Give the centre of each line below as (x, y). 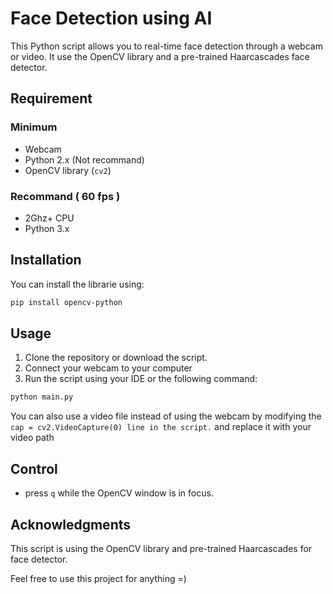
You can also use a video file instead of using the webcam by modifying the (166, 416)
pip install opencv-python (66, 302)
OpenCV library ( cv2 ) (68, 170)
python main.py (42, 397)
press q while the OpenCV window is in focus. (119, 493)
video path (32, 438)
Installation (46, 260)
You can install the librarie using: (77, 284)
